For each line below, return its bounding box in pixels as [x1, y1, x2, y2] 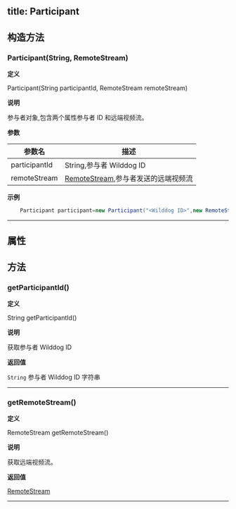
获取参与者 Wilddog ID [7, 343, 72, 351]
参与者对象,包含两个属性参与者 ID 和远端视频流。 [7, 113, 148, 122]
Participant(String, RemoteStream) [7, 53, 129, 63]
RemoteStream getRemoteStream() [7, 429, 109, 437]
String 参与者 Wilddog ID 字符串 [7, 373, 100, 382]
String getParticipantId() [7, 313, 77, 322]
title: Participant [7, 6, 79, 18]
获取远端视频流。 [7, 458, 57, 467]
